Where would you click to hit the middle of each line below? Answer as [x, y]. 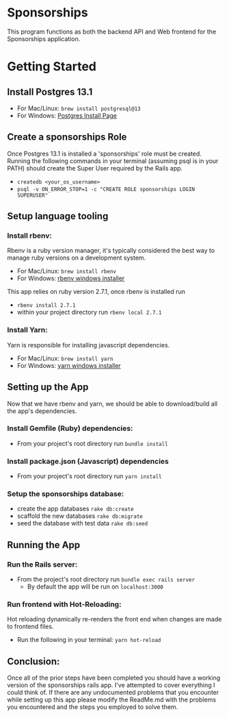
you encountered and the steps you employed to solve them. [93, 707]
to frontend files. [30, 627]
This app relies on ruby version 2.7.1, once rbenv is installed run [96, 292]
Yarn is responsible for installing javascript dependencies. [89, 345]
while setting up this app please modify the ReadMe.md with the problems [112, 700]
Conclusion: [33, 661]
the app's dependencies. [42, 411]
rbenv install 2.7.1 [46, 306]
